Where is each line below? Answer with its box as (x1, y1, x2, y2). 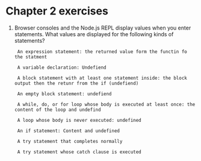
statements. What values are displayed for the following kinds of (14, 30, 174, 37)
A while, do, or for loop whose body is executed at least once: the (17, 101, 196, 107)
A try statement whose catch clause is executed (17, 149, 142, 155)
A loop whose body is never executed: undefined (17, 117, 142, 123)
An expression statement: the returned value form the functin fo (17, 48, 187, 55)
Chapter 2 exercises (5, 4, 109, 18)
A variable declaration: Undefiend (17, 65, 107, 71)
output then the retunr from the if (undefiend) (14, 80, 139, 86)
